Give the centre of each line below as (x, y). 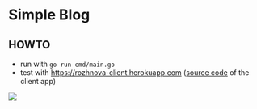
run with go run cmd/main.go (67, 64)
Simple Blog (49, 15)
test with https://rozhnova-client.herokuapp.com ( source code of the (135, 73)
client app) (38, 81)
